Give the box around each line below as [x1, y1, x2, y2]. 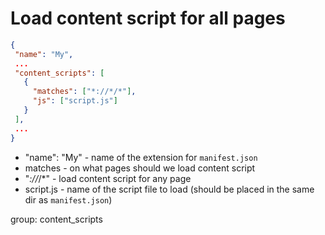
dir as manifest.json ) [24, 193, 113, 206]
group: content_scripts [10, 213, 103, 225]
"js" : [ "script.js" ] [32, 96, 118, 106]
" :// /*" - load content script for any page [24, 172, 192, 184]
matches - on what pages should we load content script [24, 162, 256, 174]
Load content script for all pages [10, 7, 286, 30]
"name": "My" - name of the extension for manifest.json [24, 151, 258, 163]
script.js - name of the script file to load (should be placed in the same [24, 183, 315, 195]
